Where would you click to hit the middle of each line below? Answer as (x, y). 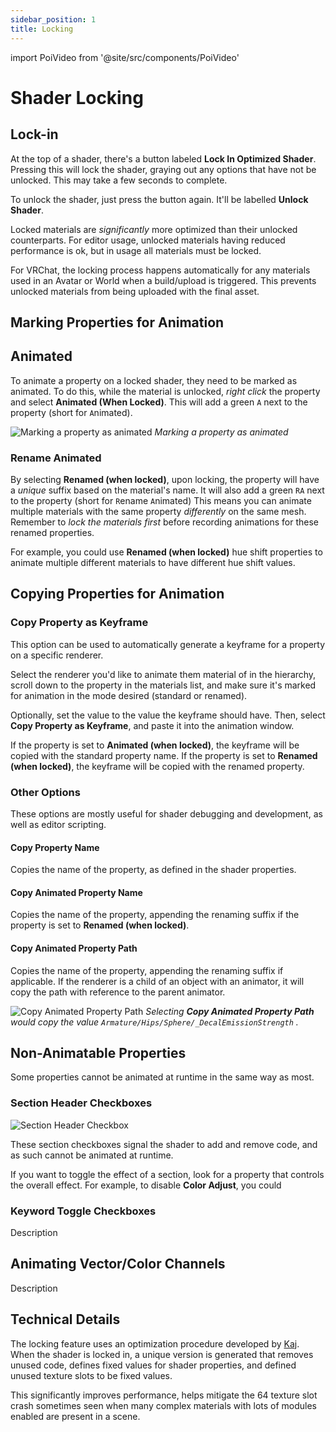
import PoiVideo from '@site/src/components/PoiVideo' (125, 57)
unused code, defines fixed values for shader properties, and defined (153, 1365)
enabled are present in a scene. (75, 1416)
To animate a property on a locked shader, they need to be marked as (154, 380)
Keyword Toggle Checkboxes (83, 1211)
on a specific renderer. (57, 655)
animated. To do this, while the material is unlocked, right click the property (165, 391)
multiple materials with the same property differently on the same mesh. (158, 511)
